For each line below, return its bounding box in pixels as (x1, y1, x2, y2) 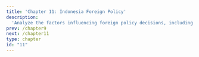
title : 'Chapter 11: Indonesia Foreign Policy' (6, 8, 127, 15)
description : (6, 14, 39, 20)
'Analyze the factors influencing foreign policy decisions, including (11, 20, 194, 26)
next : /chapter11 (6, 31, 49, 37)
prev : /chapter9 (6, 25, 46, 31)
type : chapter (6, 36, 42, 42)
